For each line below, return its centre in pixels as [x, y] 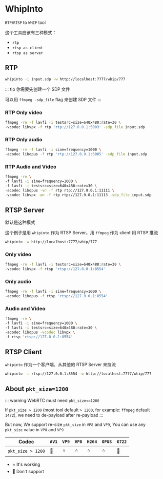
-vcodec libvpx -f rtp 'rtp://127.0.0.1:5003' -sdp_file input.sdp [75, 127]
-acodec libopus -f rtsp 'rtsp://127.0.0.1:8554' [57, 296]
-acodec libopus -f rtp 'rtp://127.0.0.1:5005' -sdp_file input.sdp [76, 154]
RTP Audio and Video [31, 167]
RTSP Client [24, 352]
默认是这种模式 [20, 222]
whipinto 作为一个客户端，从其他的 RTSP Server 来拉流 [61, 364]
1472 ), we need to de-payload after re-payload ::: [54, 415]
